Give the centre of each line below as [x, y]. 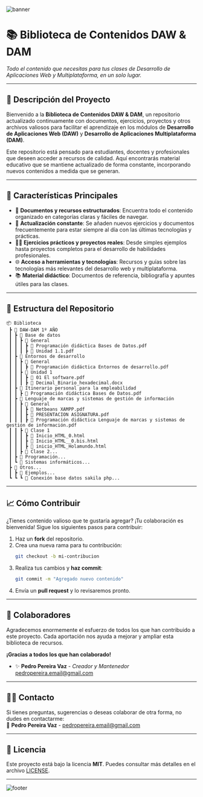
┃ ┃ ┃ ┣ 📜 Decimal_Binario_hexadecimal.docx [66, 383]
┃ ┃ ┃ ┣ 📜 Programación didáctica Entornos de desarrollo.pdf [89, 367]
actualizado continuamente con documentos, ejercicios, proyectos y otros [98, 120]
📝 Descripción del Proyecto [58, 100]
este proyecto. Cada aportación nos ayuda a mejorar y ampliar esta [90, 636]
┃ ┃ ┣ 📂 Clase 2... [34, 452]
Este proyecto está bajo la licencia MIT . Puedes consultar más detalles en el [101, 764]
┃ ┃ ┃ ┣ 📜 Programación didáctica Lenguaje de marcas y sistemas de [97, 420]
